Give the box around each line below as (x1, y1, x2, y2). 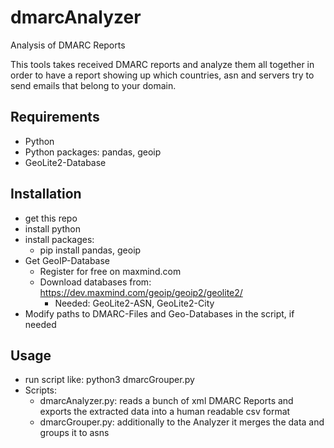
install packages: (24, 233, 95, 245)
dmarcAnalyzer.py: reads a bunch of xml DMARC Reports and (39, 395, 294, 407)
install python (24, 222, 81, 235)
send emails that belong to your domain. (10, 79, 177, 91)
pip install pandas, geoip (39, 244, 142, 256)
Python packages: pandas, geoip (24, 146, 162, 158)
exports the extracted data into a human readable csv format (39, 406, 291, 418)
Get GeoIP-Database (24, 254, 111, 266)
